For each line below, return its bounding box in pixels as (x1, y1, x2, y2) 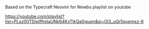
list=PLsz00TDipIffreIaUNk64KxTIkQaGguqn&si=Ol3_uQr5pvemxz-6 (5, 19, 144, 24)
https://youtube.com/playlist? (5, 14, 65, 19)
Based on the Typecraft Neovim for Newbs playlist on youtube (5, 4, 131, 10)
